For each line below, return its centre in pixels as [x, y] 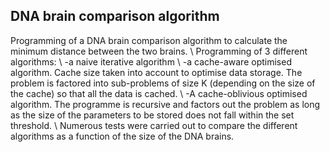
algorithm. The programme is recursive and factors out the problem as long [165, 104]
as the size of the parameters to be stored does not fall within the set [152, 115]
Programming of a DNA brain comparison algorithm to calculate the [149, 40]
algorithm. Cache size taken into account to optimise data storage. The [156, 72]
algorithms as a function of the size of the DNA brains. [122, 136]
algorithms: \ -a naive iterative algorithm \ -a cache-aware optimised [151, 61]
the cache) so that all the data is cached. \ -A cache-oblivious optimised [159, 93]
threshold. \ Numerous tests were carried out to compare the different [154, 125]
